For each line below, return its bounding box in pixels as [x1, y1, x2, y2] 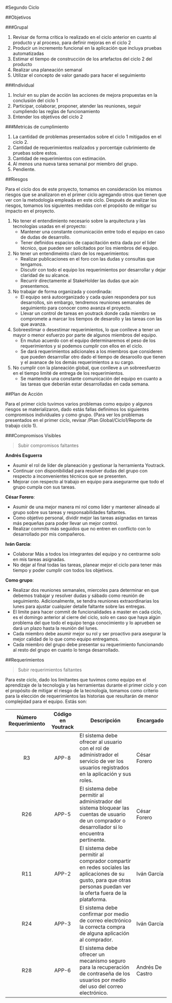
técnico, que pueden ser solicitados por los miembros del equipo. [20, 245, 159, 251]
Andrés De [136, 964, 162, 971]
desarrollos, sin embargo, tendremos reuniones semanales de [20, 300, 151, 305]
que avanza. [20, 321, 47, 327]
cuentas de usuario [79, 811, 126, 818]
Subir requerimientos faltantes [17, 667, 82, 673]
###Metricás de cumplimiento [5, 124, 69, 130]
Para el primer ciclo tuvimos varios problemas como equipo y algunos [5, 401, 153, 407]
